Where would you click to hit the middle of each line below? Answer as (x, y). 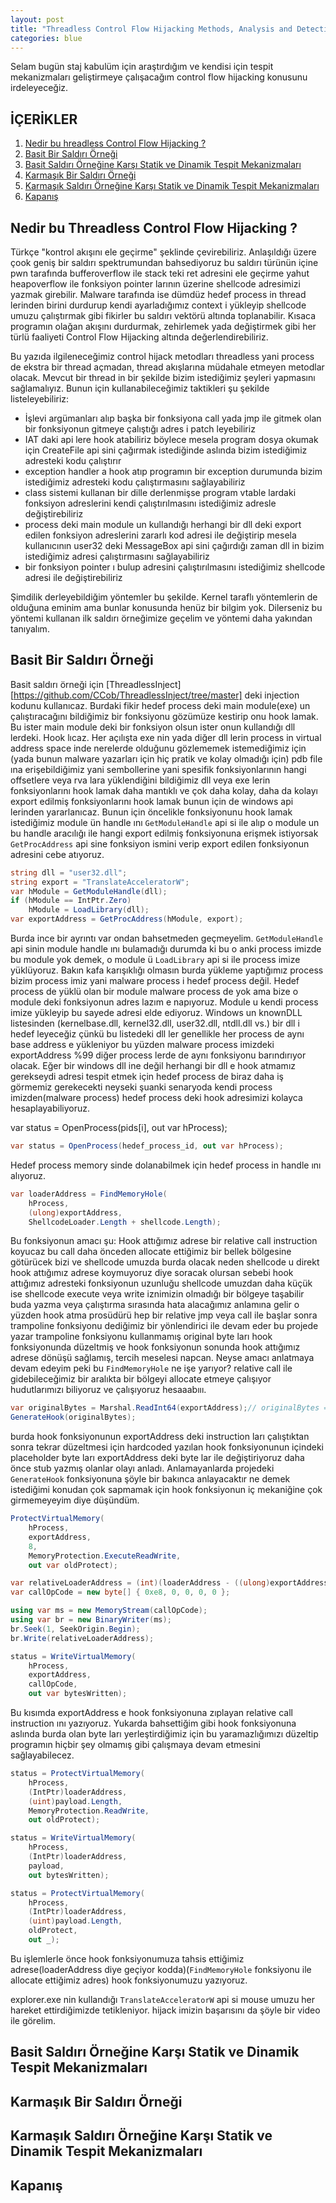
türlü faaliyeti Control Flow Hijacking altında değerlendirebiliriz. (139, 337)
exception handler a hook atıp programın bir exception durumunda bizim (173, 471)
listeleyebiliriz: (40, 399)
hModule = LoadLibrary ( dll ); (89, 910)
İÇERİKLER (44, 119)
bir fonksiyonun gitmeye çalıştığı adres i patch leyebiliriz (140, 429)
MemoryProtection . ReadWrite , (89, 1811)
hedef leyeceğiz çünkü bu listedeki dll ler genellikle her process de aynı (157, 1034)
